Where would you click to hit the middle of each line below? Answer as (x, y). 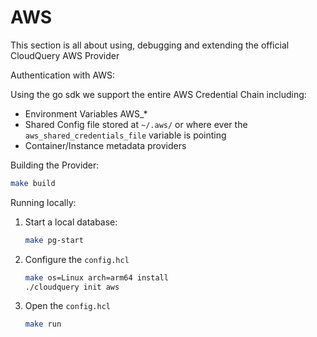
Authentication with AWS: (63, 75)
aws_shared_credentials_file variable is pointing (125, 135)
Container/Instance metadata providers (105, 145)
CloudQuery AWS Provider (65, 55)
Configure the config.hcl (77, 259)
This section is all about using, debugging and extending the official (150, 45)
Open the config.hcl (67, 306)
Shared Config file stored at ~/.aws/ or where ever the (136, 124)
